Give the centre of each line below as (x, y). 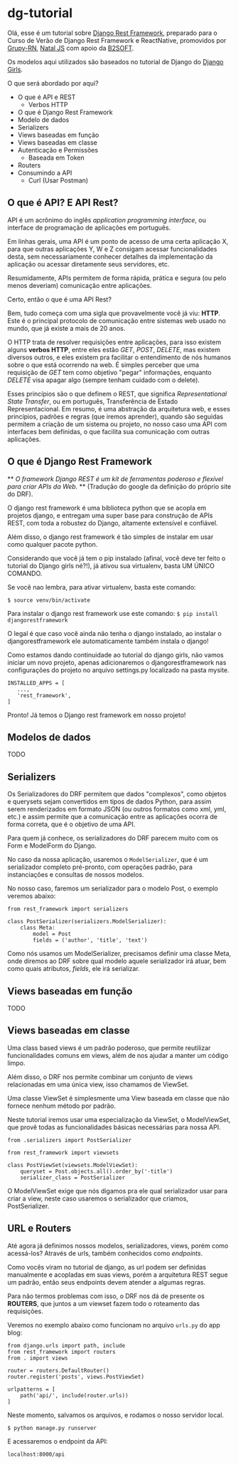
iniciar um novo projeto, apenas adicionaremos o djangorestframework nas (117, 662)
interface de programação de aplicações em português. (89, 227)
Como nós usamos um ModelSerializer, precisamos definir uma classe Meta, (119, 954)
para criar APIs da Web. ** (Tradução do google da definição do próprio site (119, 486)
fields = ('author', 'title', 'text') (90, 940)
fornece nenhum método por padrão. (61, 1106)
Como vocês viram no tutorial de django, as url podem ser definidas (107, 1267)
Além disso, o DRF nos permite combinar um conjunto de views (100, 1076)
